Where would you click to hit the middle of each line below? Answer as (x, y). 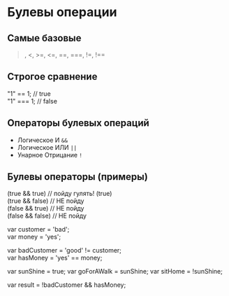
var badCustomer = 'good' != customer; (65, 251)
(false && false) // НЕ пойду (47, 216)
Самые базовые (44, 38)
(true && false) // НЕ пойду (46, 201)
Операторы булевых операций (79, 123)
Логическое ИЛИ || (47, 147)
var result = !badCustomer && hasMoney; (67, 285)
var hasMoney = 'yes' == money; (55, 258)
